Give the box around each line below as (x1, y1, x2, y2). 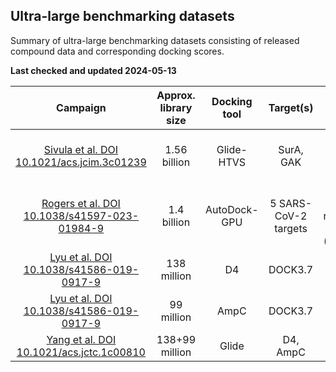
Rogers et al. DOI (41, 196, 121, 210)
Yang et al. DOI (46, 332, 117, 346)
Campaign (56, 100, 107, 114)
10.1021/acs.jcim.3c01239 (15, 155, 147, 169)
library (159, 100, 193, 114)
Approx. (156, 88, 196, 102)
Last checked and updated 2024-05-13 (10, 64, 177, 76)
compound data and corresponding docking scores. (10, 45, 225, 57)
